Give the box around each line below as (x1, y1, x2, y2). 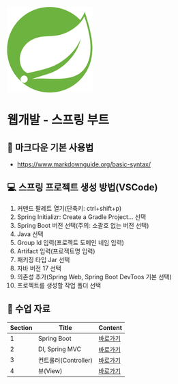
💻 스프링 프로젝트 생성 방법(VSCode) (7, 181, 158, 194)
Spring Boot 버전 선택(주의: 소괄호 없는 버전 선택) (16, 221, 149, 229)
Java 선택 (16, 229, 44, 238)
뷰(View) (38, 367, 63, 375)
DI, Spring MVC (38, 345, 82, 353)
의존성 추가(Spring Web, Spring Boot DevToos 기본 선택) (16, 272, 172, 281)
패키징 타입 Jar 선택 (16, 255, 70, 264)
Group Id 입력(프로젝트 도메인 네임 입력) (16, 238, 125, 246)
